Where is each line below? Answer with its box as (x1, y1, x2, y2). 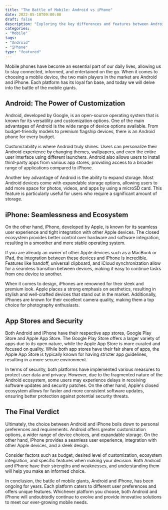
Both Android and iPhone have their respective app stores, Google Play (5, 330, 151, 336)
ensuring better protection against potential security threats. (5, 393, 129, 399)
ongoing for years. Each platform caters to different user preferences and (5, 483, 156, 489)
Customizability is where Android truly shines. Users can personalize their (5, 144, 157, 150)
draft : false (5, 17, 32, 22)
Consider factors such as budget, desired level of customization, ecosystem (5, 452, 162, 458)
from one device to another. (5, 271, 62, 277)
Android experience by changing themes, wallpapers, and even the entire (5, 149, 156, 155)
